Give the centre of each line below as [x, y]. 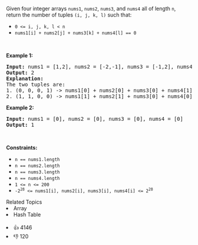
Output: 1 [20, 125]
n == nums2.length [37, 166]
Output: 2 [20, 72]
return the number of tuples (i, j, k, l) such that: [69, 15]
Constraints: [22, 148]
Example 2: [20, 108]
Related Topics [24, 202]
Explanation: [25, 78]
